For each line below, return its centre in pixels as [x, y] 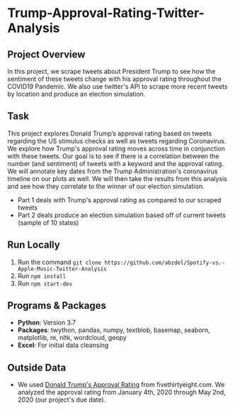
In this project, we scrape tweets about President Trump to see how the [111, 71]
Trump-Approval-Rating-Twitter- [106, 13]
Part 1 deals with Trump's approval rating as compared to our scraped [119, 199]
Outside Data [37, 367]
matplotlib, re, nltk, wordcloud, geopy [72, 338]
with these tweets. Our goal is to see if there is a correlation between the [113, 156]
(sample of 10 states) [48, 222]
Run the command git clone [59, 262]
